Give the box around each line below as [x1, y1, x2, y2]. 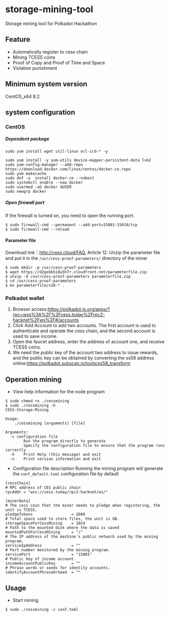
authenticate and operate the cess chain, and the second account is [12, 328, 156, 334]
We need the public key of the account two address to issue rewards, [12, 350, 158, 356]
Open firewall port [5, 200, 45, 206]
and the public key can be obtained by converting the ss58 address [12, 355, 154, 361]
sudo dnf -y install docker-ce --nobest [5, 175, 95, 180]
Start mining [12, 597, 39, 603]
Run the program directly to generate [23, 439, 106, 444]
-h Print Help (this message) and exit [10, 452, 101, 457]
